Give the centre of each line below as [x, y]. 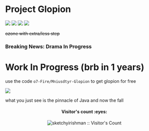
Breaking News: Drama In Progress [48, 46]
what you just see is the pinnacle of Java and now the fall [64, 100]
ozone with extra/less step [33, 33]
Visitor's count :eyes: [84, 112]
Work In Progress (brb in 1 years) [75, 68]
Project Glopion [38, 9]
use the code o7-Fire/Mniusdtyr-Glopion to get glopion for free [71, 81]
